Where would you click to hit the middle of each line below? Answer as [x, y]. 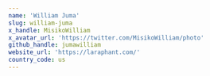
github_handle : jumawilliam [55, 45]
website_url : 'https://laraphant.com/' [74, 52]
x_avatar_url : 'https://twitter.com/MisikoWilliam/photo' [106, 38]
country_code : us [37, 60]
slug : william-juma [41, 23]
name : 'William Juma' [44, 15]
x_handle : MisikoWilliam [49, 30]
